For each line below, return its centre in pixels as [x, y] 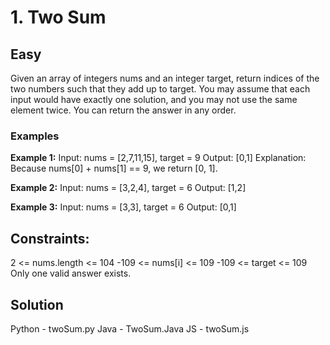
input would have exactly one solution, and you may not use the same [154, 99]
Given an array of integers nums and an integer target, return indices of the [165, 78]
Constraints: [50, 238]
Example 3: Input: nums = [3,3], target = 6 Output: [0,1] [123, 207]
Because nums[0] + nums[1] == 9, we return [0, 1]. [114, 168]
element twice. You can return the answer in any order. [123, 110]
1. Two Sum [58, 17]
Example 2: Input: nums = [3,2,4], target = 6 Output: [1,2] [128, 188]
